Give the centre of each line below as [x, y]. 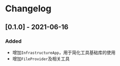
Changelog [28, 9]
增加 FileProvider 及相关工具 [41, 59]
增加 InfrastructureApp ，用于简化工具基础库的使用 [64, 52]
